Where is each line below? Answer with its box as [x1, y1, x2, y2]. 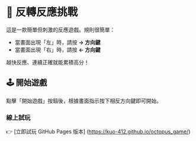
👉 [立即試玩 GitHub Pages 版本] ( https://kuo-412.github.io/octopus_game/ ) [6, 128, 191, 135]
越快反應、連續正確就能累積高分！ [6, 59, 89, 66]
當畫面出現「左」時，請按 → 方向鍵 [14, 39, 101, 46]
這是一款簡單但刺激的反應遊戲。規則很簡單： [6, 26, 115, 33]
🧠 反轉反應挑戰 [6, 5, 78, 19]
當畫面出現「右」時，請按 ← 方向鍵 [14, 46, 101, 53]
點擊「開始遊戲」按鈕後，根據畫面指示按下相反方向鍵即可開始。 [6, 97, 162, 104]
